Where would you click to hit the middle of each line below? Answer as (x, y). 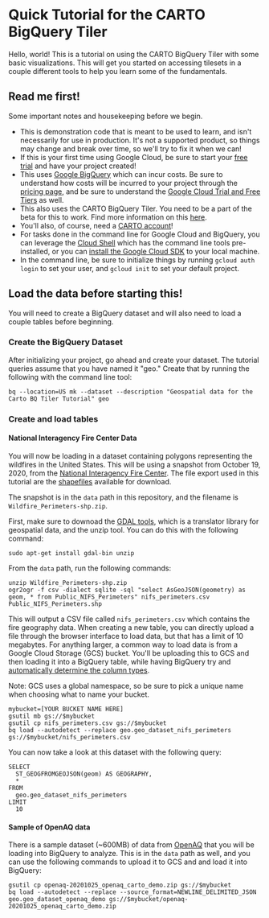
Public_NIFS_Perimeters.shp (55, 604)
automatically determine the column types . (79, 670)
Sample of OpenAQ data (49, 827)
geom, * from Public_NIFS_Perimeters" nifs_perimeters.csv (109, 597)
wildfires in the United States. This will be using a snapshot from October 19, (134, 464)
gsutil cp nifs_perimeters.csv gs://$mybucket (88, 723)
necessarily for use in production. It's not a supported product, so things (140, 140)
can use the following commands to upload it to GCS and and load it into (128, 862)
